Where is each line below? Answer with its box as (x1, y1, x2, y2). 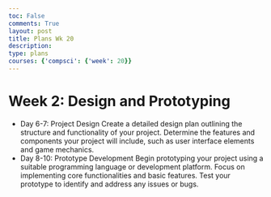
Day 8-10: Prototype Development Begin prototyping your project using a (19, 153, 264, 163)
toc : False (8, 11, 45, 20)
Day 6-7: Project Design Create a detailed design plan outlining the (19, 118, 243, 128)
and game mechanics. (19, 144, 95, 154)
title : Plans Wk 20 (8, 34, 74, 43)
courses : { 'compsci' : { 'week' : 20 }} (8, 58, 132, 66)
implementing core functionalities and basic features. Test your (19, 170, 231, 180)
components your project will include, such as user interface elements (19, 135, 255, 146)
